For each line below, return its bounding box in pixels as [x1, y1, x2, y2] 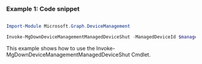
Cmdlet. [131, 51, 151, 58]
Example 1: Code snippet [6, 5, 80, 13]
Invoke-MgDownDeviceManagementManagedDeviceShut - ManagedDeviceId [6, 34, 176, 40]
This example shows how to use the [6, 45, 95, 52]
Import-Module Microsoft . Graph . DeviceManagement [6, 23, 130, 30]
